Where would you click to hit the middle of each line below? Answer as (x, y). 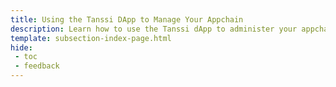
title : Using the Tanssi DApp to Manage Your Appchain (127, 19)
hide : (21, 47)
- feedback (37, 66)
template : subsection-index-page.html (91, 38)
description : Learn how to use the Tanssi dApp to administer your (154, 29)
